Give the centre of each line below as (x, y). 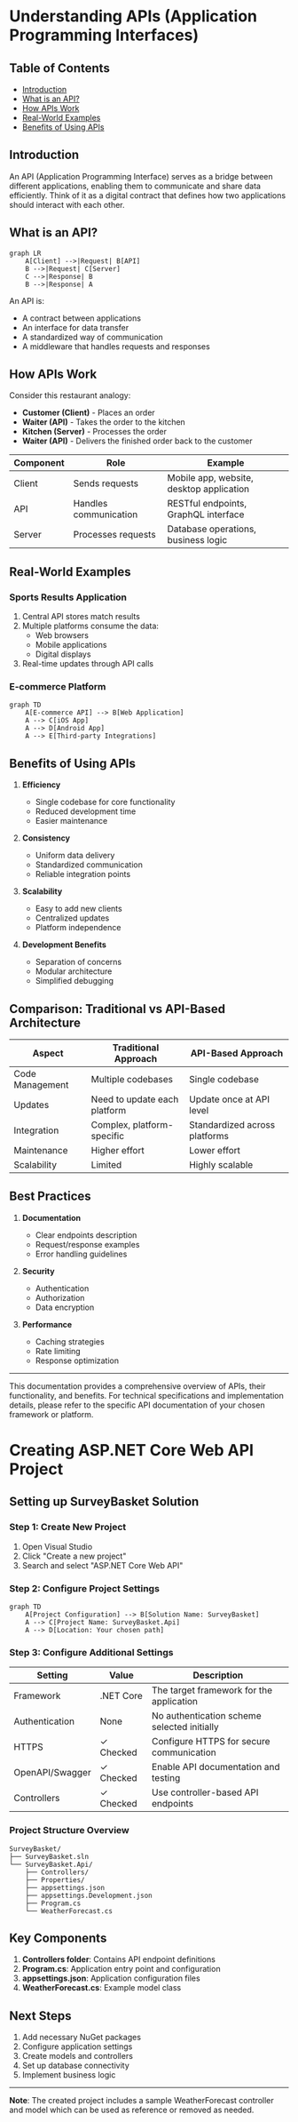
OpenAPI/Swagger (52, 1773)
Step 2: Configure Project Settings (84, 1588)
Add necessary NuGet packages (82, 2038)
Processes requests (115, 535)
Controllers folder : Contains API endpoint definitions (118, 1959)
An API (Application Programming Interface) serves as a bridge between (141, 176)
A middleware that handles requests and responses (116, 346)
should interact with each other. (67, 204)
